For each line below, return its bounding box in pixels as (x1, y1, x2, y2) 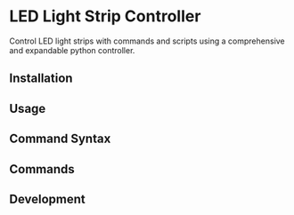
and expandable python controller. (9, 44, 135, 55)
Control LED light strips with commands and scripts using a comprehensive (9, 36, 285, 46)
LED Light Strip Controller (9, 6, 201, 27)
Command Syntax (9, 131, 111, 147)
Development (9, 191, 86, 206)
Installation (9, 71, 73, 86)
